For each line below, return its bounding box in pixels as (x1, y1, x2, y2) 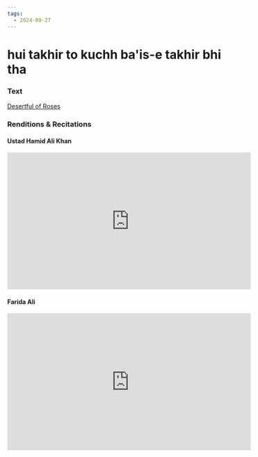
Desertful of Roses (7, 102, 61, 110)
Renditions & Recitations (7, 119, 92, 129)
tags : (7, 10, 23, 17)
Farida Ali (7, 297, 35, 306)
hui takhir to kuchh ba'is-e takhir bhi (7, 47, 221, 63)
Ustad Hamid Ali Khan (7, 136, 72, 145)
